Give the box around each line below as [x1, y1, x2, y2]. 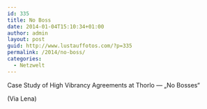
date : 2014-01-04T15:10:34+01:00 [7, 23, 105, 30]
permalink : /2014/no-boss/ [7, 49, 86, 56]
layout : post [7, 36, 45, 43]
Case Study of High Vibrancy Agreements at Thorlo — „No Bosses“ [7, 81, 200, 89]
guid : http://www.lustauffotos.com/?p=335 [7, 42, 132, 49]
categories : [7, 56, 42, 62]
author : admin [7, 29, 49, 37]
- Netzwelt [13, 62, 45, 69]
